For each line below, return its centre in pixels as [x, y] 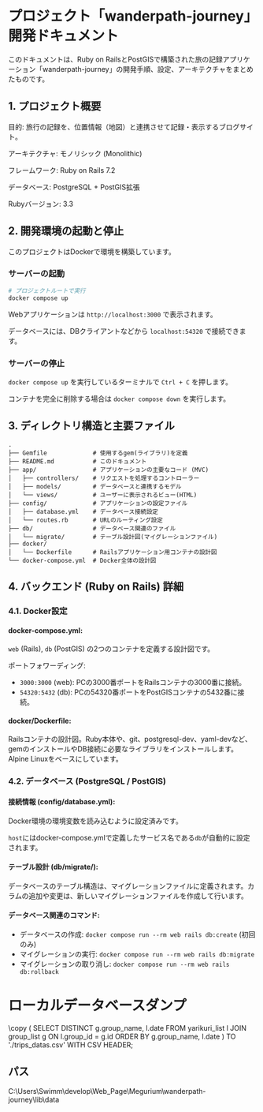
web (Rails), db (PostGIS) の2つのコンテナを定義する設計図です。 [111, 649]
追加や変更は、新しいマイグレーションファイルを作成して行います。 [138, 896]
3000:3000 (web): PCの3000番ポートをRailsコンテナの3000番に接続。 [133, 683]
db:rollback [39, 972]
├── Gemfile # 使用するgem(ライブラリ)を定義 [98, 453]
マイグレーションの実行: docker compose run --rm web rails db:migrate [137, 954]
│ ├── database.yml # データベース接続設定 [83, 511]
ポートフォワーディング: [47, 666]
